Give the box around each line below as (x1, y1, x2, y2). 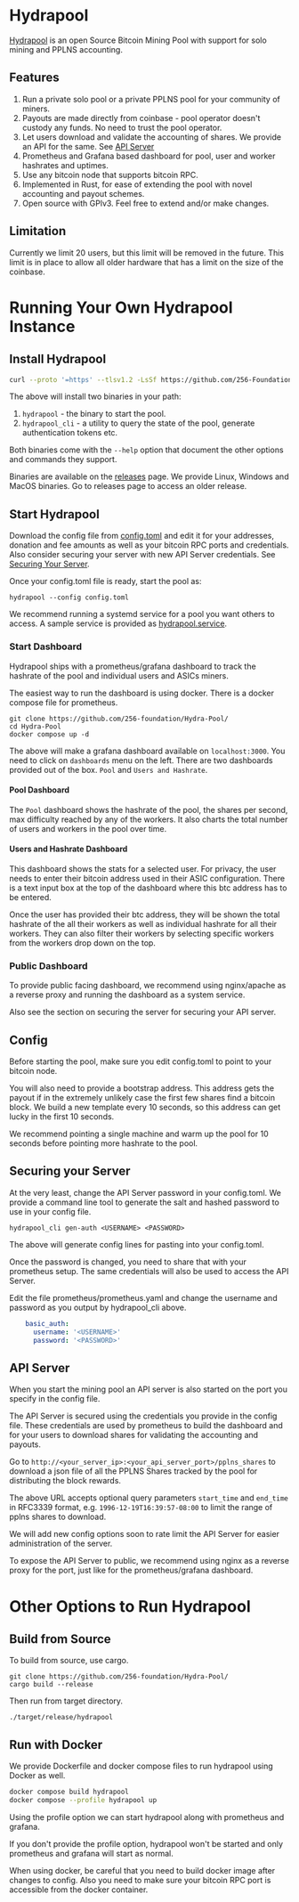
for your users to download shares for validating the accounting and (9, 1430, 259, 1441)
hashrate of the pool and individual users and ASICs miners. (9, 670, 230, 681)
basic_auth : (25, 1319, 69, 1328)
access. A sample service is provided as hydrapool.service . (9, 618, 228, 629)
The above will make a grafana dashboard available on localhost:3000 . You (9, 745, 286, 756)
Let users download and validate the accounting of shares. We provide (21, 131, 282, 142)
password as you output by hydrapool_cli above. (9, 1302, 187, 1313)
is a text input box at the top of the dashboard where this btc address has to (9, 882, 287, 893)
